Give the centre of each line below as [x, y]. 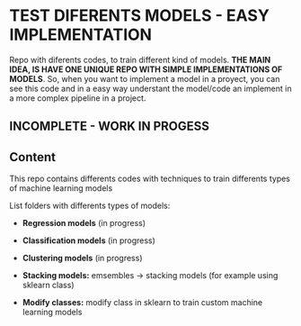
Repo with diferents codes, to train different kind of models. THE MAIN [140, 59]
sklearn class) [48, 285]
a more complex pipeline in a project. [78, 98]
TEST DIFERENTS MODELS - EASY [139, 16]
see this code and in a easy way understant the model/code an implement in [150, 88]
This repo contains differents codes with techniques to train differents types [150, 179]
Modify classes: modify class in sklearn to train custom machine [142, 303]
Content [33, 157]
